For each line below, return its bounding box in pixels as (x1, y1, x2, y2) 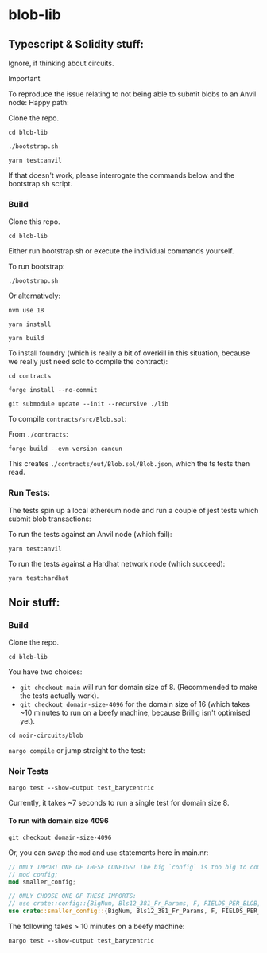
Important (8, 74, 41, 83)
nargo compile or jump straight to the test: (8, 746, 145, 755)
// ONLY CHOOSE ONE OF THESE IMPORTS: (8, 892, 137, 900)
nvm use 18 (8, 307, 44, 315)
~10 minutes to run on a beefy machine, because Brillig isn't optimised (19, 708, 250, 718)
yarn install (8, 320, 52, 328)
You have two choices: (8, 667, 83, 677)
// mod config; (8, 870, 59, 878)
